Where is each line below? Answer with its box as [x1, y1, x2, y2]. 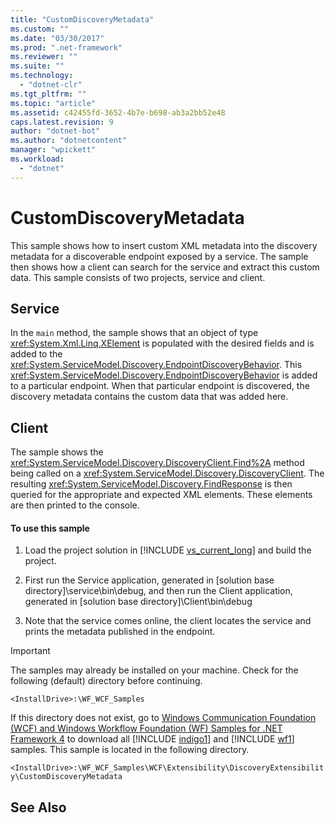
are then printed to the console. [10, 499, 140, 511]
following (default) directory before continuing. [10, 675, 203, 687]
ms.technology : [10, 71, 74, 81]
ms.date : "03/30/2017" [10, 33, 105, 43]
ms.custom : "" [10, 24, 70, 34]
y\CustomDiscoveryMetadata [10, 772, 123, 782]
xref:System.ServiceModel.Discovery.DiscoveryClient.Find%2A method [10, 457, 305, 469]
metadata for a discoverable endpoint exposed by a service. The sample [10, 250, 309, 262]
